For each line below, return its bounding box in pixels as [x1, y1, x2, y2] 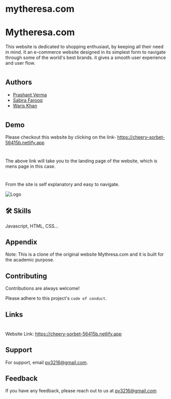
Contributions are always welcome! [5, 286, 80, 292]
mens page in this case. [5, 163, 56, 169]
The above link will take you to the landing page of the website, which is [5, 158, 158, 164]
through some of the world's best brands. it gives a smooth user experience [5, 54, 166, 61]
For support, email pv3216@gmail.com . [5, 359, 88, 365]
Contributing [5, 272, 47, 280]
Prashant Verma [12, 91, 47, 98]
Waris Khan [12, 102, 37, 108]
